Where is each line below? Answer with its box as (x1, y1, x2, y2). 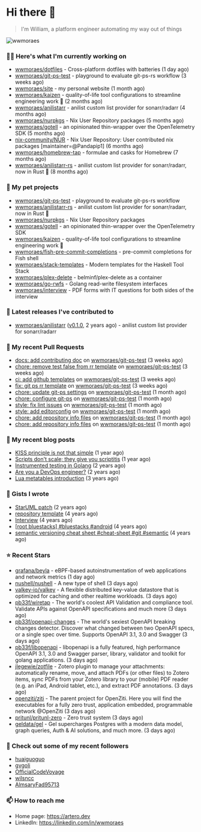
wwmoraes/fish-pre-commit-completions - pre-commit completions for (14, 248, 192, 255)
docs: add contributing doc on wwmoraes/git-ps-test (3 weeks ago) (14, 356, 184, 364)
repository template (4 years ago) (14, 510, 98, 517)
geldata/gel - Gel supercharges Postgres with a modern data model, (14, 721, 184, 728)
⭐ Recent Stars (6, 551, 51, 559)
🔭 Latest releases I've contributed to (6, 308, 114, 316)
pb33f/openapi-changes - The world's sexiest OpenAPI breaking (14, 618, 176, 626)
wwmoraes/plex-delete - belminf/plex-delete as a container (14, 273, 163, 281)
